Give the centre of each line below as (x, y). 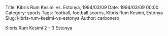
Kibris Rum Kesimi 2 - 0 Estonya (39, 28)
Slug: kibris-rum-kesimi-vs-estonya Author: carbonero (62, 18)
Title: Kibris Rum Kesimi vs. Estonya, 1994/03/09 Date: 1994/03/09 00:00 (82, 7)
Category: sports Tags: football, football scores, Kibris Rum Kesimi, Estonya (84, 13)
